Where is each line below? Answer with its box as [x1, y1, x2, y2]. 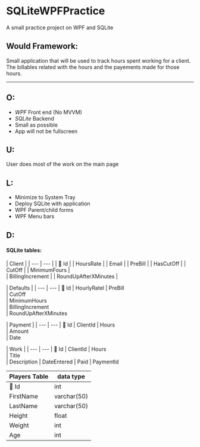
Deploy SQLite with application [14, 200, 90, 207]
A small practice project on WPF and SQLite [6, 24, 114, 31]
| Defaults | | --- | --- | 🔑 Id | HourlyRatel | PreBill [6, 284, 124, 291]
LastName [9, 402, 38, 410]
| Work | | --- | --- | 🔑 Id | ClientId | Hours [6, 345, 107, 353]
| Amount [6, 327, 29, 335]
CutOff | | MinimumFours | [6, 266, 70, 273]
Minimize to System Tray [14, 194, 76, 201]
